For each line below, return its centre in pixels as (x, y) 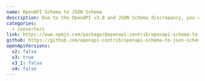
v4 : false (24, 69)
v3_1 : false (27, 63)
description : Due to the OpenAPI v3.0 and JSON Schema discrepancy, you (101, 18)
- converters (28, 29)
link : (13, 35)
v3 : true (23, 57)
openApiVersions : (28, 46)
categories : (21, 23)
